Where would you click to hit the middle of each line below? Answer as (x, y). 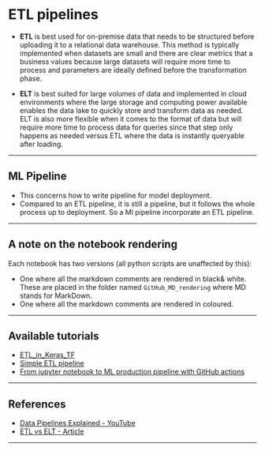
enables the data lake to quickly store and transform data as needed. (131, 110)
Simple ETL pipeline (52, 363)
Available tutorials (54, 336)
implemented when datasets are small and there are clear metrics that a (136, 53)
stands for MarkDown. (56, 295)
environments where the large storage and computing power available (133, 102)
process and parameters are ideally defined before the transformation (133, 70)
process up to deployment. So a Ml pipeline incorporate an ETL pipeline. (137, 212)
